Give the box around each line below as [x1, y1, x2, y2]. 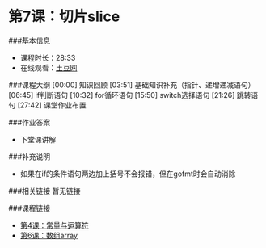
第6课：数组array [19, 230, 78, 240]
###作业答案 [8, 117, 51, 127]
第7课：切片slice [8, 7, 120, 26]
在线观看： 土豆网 [19, 62, 78, 73]
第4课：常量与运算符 [19, 220, 89, 230]
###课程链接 [8, 203, 51, 212]
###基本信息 [8, 36, 51, 45]
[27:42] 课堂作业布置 [17, 100, 87, 110]
